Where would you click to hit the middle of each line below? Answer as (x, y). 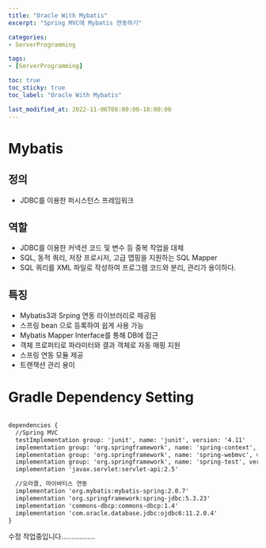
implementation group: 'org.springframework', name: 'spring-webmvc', (134, 455)
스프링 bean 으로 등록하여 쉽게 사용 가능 (82, 326)
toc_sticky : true (37, 88)
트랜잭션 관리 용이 (47, 365)
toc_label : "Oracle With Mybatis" (65, 95)
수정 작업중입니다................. (52, 537)
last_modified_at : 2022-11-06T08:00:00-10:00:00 (90, 109)
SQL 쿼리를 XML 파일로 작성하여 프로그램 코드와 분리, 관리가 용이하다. (127, 268)
